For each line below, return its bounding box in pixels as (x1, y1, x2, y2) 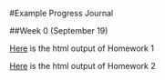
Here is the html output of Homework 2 (9, 61, 157, 71)
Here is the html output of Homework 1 (9, 43, 155, 54)
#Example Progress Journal (9, 8, 114, 18)
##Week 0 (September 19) (9, 25, 108, 35)
